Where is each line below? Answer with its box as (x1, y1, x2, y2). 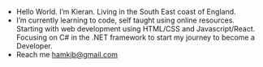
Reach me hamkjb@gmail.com (15, 50, 119, 59)
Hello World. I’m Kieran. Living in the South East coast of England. (15, 7, 237, 16)
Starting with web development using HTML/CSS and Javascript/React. (15, 24, 256, 33)
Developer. (15, 41, 53, 51)
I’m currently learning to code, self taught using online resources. (15, 15, 235, 25)
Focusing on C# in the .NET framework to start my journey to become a (15, 32, 256, 42)
